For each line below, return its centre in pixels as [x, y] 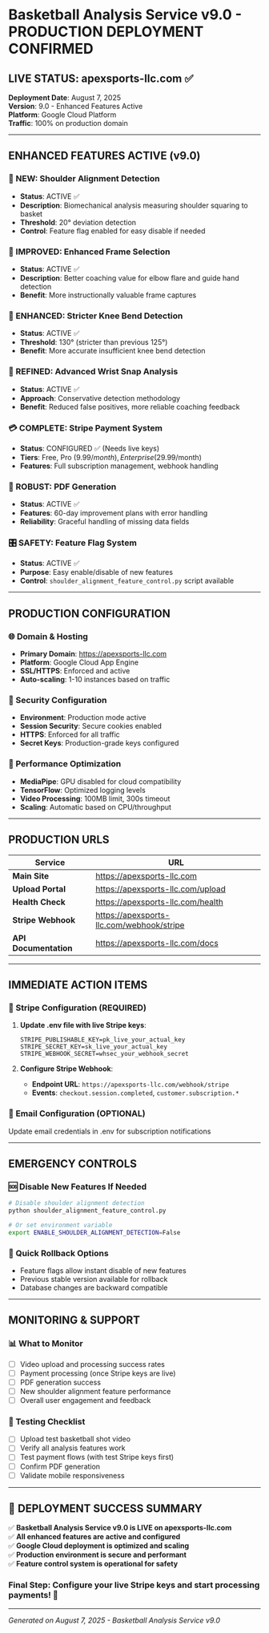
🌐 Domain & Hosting [48, 637]
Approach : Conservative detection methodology [100, 398]
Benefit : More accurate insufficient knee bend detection [112, 351]
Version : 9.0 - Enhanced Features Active [76, 106]
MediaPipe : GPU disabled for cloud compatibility [100, 781]
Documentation [43, 948]
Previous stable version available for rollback [94, 1279]
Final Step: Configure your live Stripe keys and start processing [134, 1585]
